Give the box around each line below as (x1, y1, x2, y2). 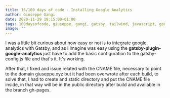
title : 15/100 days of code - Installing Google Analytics (5, 7, 133, 13)
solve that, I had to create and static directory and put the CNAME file (5, 76, 150, 82)
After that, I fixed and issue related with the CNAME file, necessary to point (5, 66, 162, 72)
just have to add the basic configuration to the (43, 51, 139, 57)
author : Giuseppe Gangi (5, 12, 56, 17)
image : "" (5, 26, 26, 31)
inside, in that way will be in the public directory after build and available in (5, 81, 160, 88)
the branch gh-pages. (5, 87, 51, 93)
